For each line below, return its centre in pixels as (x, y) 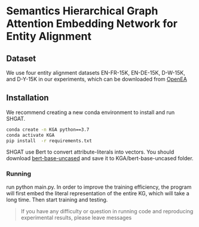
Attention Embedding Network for (92, 24)
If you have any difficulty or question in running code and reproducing (107, 211)
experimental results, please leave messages (76, 217)
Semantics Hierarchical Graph (82, 11)
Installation (27, 98)
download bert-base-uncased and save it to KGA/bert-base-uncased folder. (100, 158)
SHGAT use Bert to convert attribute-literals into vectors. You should (90, 152)
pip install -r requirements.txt (49, 141)
